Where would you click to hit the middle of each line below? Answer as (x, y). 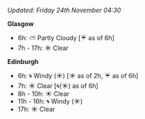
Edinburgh (23, 62)
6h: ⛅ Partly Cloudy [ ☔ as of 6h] (66, 38)
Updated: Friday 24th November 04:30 (64, 10)
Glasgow (21, 24)
